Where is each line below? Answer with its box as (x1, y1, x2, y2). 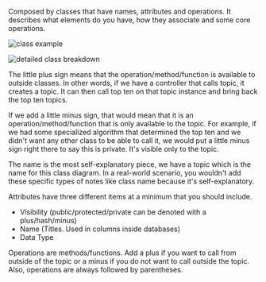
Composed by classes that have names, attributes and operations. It (8, 7, 232, 16)
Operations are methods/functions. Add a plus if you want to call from (8, 248, 237, 257)
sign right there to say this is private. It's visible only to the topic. (8, 145, 220, 153)
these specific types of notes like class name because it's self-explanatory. (8, 176, 255, 186)
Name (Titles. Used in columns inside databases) (19, 224, 181, 234)
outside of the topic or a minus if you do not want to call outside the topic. (8, 257, 250, 265)
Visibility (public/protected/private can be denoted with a (19, 207, 206, 217)
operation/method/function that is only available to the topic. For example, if (8, 119, 256, 128)
